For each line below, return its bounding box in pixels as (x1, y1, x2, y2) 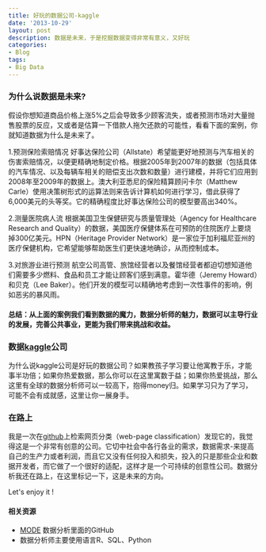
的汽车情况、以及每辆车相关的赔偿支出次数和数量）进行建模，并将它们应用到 (8, 167, 258, 177)
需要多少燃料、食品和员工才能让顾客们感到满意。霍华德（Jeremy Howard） (14, 270, 258, 280)
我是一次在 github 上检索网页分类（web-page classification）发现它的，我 (8, 431, 246, 441)
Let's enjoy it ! (8, 487, 54, 496)
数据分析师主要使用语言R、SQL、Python (19, 535, 152, 545)
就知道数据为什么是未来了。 (8, 130, 99, 140)
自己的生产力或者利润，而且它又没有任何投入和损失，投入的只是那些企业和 (8, 451, 251, 461)
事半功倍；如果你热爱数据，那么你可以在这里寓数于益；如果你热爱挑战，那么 (8, 370, 258, 380)
